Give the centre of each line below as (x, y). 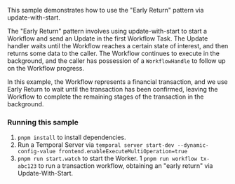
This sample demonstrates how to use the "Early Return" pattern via (106, 10)
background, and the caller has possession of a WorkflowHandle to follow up (116, 61)
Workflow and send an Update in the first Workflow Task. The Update (108, 38)
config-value (36, 152)
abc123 (27, 167)
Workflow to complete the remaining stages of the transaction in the (106, 97)
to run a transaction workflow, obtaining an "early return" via (126, 166)
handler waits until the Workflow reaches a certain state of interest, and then (118, 46)
